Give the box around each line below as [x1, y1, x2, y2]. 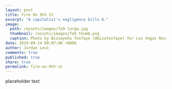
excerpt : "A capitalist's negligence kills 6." [5, 17, 109, 22]
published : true [5, 54, 40, 60]
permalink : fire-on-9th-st [5, 64, 63, 69]
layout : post [5, 7, 33, 13]
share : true [5, 60, 31, 65]
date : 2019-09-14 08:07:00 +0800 [5, 41, 77, 46]
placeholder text [5, 78, 40, 84]
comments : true [5, 50, 38, 55]
